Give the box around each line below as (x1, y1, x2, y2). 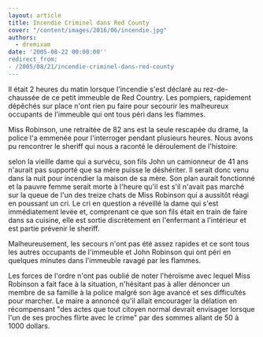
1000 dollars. (8, 320, 50, 331)
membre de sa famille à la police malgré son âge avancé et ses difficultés (8, 287, 246, 297)
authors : (8, 33, 37, 42)
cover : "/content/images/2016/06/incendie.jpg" (8, 26, 168, 34)
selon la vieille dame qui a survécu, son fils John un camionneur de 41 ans (8, 157, 249, 166)
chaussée (8, 92, 40, 102)
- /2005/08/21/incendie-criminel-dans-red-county (8, 63, 175, 71)
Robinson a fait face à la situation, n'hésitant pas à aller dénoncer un (8, 279, 231, 288)
